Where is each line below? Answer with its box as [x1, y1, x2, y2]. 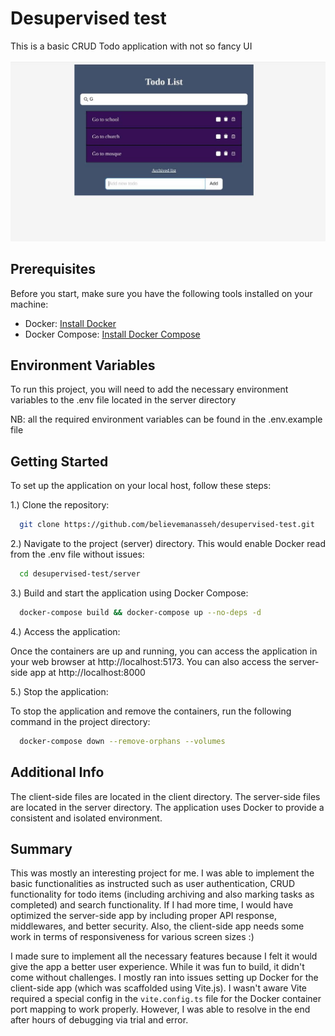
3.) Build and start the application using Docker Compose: [10, 587, 249, 599]
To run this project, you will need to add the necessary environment [10, 383, 289, 396]
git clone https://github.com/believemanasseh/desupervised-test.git [19, 520, 315, 530]
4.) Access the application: [10, 625, 121, 637]
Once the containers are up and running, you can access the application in [10, 645, 318, 657]
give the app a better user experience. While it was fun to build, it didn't [10, 961, 305, 973]
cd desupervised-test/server [19, 569, 141, 579]
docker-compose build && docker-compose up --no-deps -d [19, 608, 262, 618]
